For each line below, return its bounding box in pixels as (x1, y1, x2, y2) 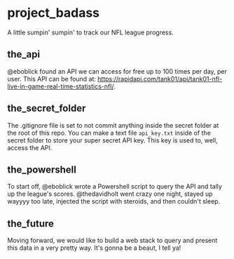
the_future (7, 218, 55, 230)
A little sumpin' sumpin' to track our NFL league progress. (7, 28, 174, 36)
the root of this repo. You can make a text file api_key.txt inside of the (7, 128, 212, 137)
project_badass (7, 5, 100, 21)
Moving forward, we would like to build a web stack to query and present (7, 237, 218, 245)
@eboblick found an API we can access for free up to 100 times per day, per (7, 67, 228, 75)
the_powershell (7, 164, 77, 175)
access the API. (7, 143, 53, 152)
